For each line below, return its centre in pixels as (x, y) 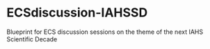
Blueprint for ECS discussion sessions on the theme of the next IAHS (105, 32)
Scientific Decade (32, 39)
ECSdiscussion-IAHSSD (77, 13)
